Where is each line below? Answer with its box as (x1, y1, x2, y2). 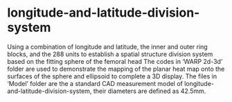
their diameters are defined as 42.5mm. (93, 87, 206, 95)
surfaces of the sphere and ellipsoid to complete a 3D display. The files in (7, 71, 217, 80)
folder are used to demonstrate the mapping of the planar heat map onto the (7, 65, 225, 73)
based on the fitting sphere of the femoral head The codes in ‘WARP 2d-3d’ (7, 57, 223, 65)
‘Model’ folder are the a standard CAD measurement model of (7, 79, 184, 87)
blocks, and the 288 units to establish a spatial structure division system (7, 50, 213, 58)
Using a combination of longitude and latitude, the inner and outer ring (7, 42, 208, 51)
